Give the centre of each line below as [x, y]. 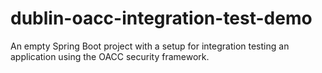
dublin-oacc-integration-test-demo [161, 18]
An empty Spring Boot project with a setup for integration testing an [150, 46]
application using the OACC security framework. [110, 56]
